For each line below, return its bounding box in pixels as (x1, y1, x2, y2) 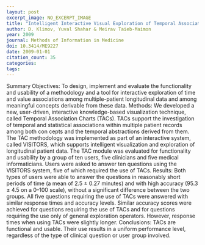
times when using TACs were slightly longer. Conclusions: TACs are (6, 219, 176, 226)
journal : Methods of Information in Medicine (6, 37, 124, 43)
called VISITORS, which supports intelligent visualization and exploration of (6, 141, 195, 148)
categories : (6, 60, 37, 66)
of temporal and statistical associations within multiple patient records (6, 122, 182, 129)
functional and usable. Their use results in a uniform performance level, (6, 225, 186, 233)
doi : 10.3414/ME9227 (6, 43, 59, 49)
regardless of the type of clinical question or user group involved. (6, 232, 171, 239)
